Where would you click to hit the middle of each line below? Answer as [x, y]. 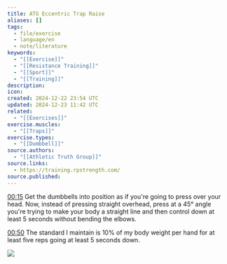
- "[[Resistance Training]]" [56, 66]
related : [20, 111]
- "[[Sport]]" [34, 72]
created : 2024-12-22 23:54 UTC [53, 99]
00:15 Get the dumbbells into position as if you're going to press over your [114, 196]
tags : [15, 27]
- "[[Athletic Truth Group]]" [57, 157]
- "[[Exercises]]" [41, 118]
